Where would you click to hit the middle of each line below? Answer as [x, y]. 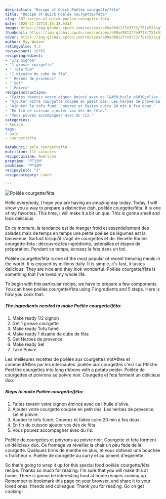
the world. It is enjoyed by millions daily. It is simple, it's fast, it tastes [75, 264]
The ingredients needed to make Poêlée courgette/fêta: [63, 306]
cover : [12, 38]
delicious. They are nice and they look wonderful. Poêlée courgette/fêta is [80, 269]
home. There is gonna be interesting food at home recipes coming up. [76, 476]
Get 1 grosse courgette [36, 324]
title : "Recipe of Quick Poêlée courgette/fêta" [56, 14]
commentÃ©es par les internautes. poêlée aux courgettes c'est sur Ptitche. [82, 365]
